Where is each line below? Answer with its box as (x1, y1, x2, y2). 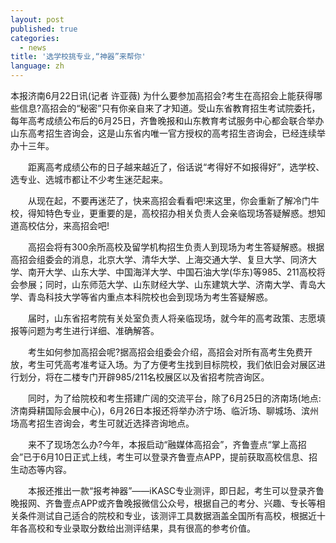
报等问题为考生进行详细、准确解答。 (10, 325, 160, 336)
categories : (10, 33, 60, 43)
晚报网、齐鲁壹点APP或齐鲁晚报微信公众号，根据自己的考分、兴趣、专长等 (10, 497, 317, 509)
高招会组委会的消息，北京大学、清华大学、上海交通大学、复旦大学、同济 (10, 254, 308, 265)
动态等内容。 (18, 464, 72, 475)
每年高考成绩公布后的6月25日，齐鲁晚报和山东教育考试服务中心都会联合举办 (10, 115, 325, 126)
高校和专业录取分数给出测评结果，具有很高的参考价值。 (27, 522, 256, 534)
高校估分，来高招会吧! (18, 220, 110, 231)
